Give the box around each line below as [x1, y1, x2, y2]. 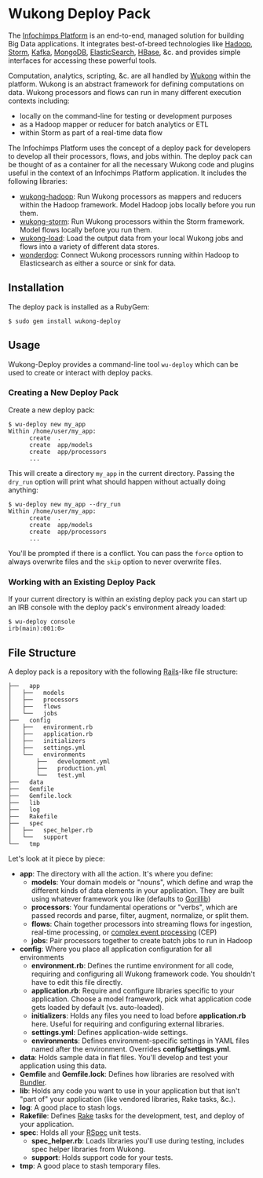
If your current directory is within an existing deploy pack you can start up [8, 594, 247, 604]
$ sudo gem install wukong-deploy [8, 317, 122, 325]
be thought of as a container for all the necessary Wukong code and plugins [8, 159, 254, 169]
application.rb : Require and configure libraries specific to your [31, 986, 235, 995]
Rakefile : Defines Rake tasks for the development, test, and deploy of [19, 1110, 245, 1120]
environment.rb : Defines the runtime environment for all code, [31, 960, 234, 970]
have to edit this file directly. [31, 977, 123, 986]
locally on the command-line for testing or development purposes [19, 111, 232, 120]
